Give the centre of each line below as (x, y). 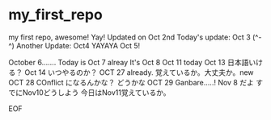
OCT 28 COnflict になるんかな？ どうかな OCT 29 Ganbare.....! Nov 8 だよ (131, 82)
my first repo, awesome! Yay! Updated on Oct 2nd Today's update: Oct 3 (129, 37)
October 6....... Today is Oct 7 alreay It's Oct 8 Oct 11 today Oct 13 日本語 (129, 62)
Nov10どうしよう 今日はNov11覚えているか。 (96, 92)
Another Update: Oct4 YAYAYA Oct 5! (78, 45)
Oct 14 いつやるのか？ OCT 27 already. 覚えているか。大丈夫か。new (139, 72)
